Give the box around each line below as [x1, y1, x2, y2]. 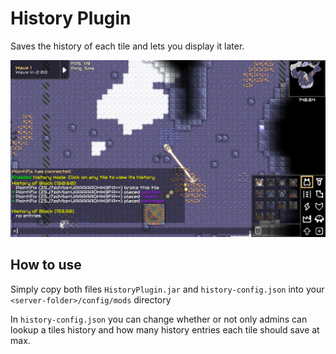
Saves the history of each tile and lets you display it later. [10, 40, 245, 52]
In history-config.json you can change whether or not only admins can [10, 313, 308, 325]
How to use [10, 257, 82, 274]
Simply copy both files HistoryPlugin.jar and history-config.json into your [10, 283, 325, 295]
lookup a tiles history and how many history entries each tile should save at [10, 323, 320, 336]
